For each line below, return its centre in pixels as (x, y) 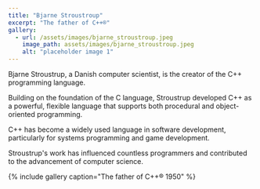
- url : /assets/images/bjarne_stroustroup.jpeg (94, 37)
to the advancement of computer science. (76, 161)
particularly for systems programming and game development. (109, 138)
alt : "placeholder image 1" (68, 52)
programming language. (47, 82)
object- (227, 106)
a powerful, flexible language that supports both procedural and (111, 106)
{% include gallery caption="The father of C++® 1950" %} (102, 176)
